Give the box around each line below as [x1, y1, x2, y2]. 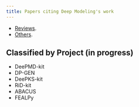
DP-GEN [14, 70, 35, 77]
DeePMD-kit [14, 63, 45, 70]
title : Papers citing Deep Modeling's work [6, 8, 114, 15]
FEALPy [14, 94, 34, 101]
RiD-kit [14, 82, 32, 89]
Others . [14, 30, 33, 38]
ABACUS [14, 88, 36, 95]
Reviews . [14, 25, 37, 32]
